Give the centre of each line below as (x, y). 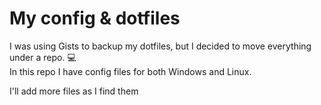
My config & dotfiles (95, 18)
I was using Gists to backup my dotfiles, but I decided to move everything (160, 46)
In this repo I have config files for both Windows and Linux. (130, 71)
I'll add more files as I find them (74, 91)
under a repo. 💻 (43, 57)
